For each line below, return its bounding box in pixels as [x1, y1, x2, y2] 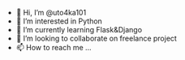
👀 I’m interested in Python [15, 16, 103, 26]
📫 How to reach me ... [15, 43, 92, 52]
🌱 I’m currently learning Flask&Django [15, 25, 143, 34]
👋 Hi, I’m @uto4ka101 [15, 8, 87, 17]
